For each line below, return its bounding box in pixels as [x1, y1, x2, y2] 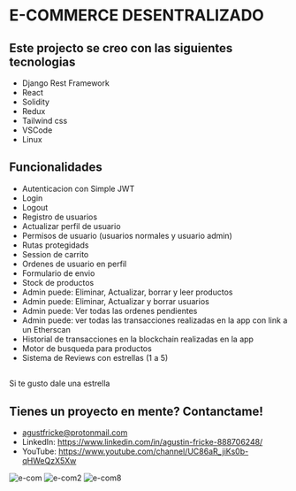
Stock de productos [21, 277, 95, 288]
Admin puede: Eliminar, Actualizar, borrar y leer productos [21, 287, 233, 297]
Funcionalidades [9, 160, 103, 175]
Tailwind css [21, 116, 68, 126]
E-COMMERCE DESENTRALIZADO [9, 5, 265, 26]
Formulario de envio [21, 267, 95, 279]
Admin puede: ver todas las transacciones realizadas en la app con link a [21, 315, 288, 326]
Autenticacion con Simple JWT [21, 183, 135, 194]
